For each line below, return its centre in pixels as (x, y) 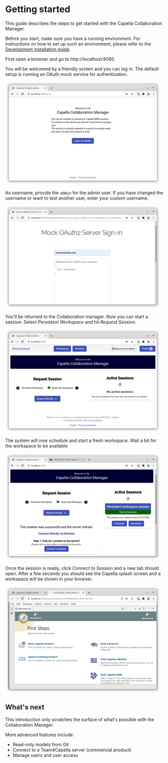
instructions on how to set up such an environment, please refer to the (78, 43)
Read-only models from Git (41, 744)
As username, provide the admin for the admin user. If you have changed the (84, 193)
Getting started (38, 9)
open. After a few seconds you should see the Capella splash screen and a (83, 573)
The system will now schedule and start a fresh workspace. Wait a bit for (81, 440)
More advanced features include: (40, 735)
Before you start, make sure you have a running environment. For (73, 38)
